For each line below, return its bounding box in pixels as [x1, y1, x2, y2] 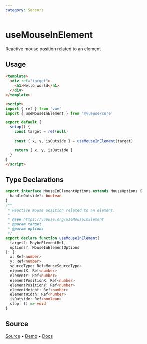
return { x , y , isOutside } [14, 147, 73, 153]
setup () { [10, 124, 30, 130]
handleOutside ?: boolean [10, 193, 62, 199]
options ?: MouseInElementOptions [10, 245, 80, 250]
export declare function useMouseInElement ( [5, 235, 100, 241]
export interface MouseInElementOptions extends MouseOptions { [5, 189, 142, 194]
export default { [5, 120, 42, 125]
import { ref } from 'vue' [5, 106, 62, 111]
